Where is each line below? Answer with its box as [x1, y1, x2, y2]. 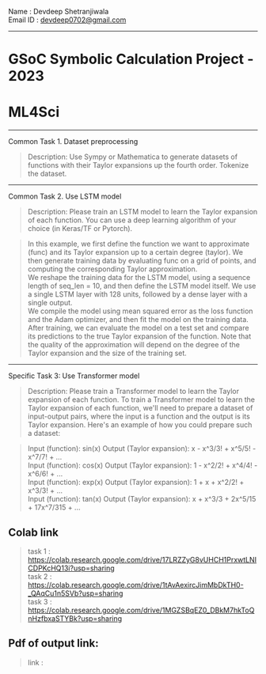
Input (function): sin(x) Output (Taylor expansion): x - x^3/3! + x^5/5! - [27, 444, 256, 453]
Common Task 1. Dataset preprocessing [8, 137, 139, 146]
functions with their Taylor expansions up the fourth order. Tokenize [27, 161, 249, 170]
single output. [27, 298, 73, 308]
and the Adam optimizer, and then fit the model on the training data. [27, 315, 249, 324]
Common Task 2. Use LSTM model [8, 191, 122, 201]
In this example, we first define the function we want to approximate [27, 239, 250, 248]
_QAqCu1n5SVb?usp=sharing [27, 589, 123, 598]
